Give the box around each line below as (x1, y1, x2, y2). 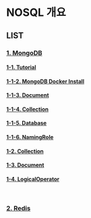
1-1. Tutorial (6, 64, 36, 71)
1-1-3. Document (6, 92, 50, 99)
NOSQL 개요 (6, 5, 66, 20)
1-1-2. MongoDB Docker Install (6, 78, 85, 85)
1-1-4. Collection (6, 105, 49, 113)
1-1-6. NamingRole (6, 134, 54, 141)
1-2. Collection (6, 147, 44, 154)
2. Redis (6, 204, 31, 213)
